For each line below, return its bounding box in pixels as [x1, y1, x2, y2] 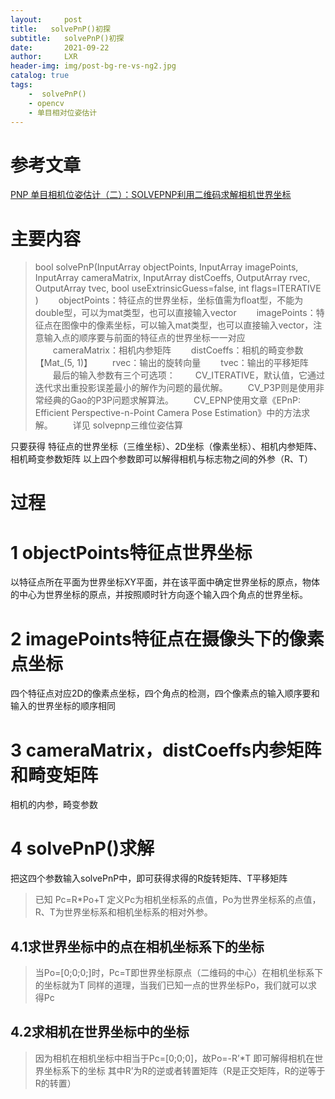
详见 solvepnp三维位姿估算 [72, 419, 184, 431]
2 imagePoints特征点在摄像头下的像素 [10, 627, 325, 650]
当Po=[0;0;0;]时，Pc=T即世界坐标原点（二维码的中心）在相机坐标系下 [34, 967, 324, 978]
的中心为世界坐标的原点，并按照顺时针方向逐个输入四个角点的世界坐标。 [10, 589, 308, 601]
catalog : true [10, 71, 70, 81]
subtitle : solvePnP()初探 [10, 33, 125, 43]
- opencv [28, 98, 65, 108]
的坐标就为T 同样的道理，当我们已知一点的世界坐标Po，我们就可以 [34, 979, 309, 991]
